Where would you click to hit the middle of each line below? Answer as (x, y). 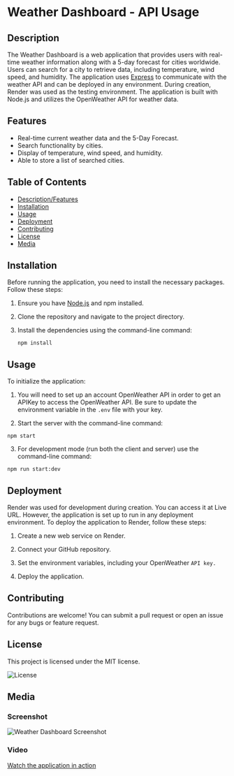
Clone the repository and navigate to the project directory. (101, 317)
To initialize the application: (46, 381)
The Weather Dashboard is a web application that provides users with (108, 54)
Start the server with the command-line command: (90, 423)
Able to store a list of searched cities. (71, 160)
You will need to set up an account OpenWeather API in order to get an (119, 395)
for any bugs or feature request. (53, 622)
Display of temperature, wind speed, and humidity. (90, 153)
